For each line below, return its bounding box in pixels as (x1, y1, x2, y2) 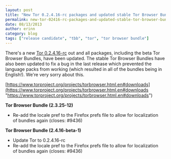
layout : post (5, 7, 33, 13)
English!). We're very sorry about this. (5, 71, 85, 77)
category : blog (5, 31, 38, 36)
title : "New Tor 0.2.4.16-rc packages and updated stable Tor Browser (5, 12, 158, 17)
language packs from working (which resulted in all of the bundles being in (5, 66, 162, 72)
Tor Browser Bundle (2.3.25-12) (5, 102, 74, 108)
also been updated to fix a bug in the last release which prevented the (5, 61, 152, 67)
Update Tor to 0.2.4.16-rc (12, 137, 66, 143)
